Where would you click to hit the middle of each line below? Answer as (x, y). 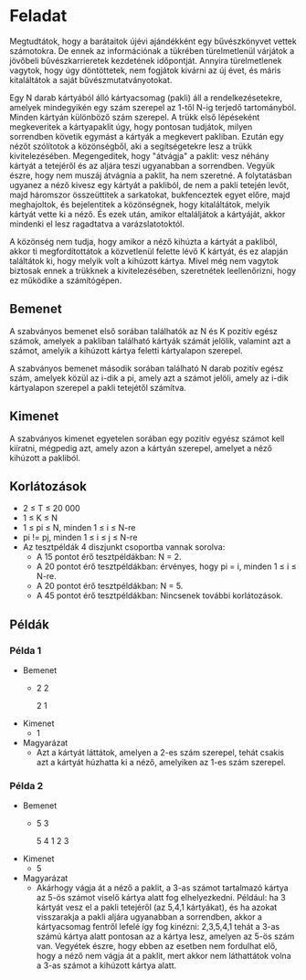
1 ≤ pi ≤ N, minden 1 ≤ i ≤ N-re (79, 528)
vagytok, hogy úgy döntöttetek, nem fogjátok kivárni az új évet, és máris (145, 70)
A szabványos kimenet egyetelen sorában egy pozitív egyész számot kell (147, 438)
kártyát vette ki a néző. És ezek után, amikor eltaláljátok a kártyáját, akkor (148, 214)
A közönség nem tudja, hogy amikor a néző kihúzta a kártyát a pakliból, (144, 241)
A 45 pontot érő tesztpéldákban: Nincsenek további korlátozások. (159, 595)
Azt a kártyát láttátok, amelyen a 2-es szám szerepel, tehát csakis (160, 753)
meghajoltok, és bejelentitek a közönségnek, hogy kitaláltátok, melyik (140, 204)
